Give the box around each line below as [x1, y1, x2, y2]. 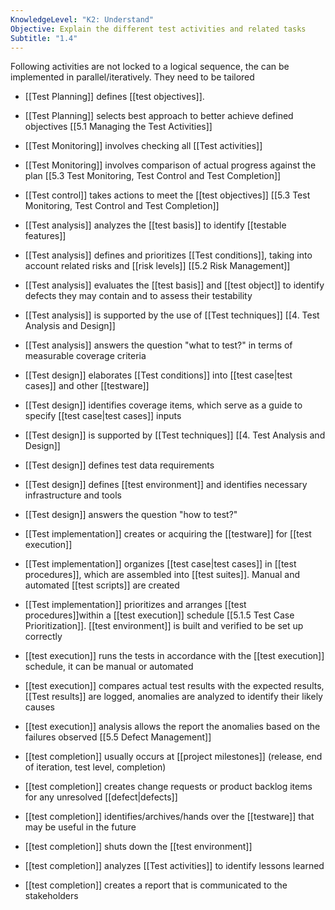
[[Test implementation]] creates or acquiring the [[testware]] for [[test [24, 528, 312, 540]
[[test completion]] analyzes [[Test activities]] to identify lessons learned [24, 860, 325, 872]
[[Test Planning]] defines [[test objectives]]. [24, 91, 205, 103]
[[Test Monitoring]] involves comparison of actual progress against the [24, 159, 317, 171]
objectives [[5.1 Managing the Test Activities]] [24, 121, 213, 133]
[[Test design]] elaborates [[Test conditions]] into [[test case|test [24, 369, 293, 381]
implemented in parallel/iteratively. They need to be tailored [10, 71, 255, 83]
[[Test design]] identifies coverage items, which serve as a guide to [24, 399, 303, 411]
